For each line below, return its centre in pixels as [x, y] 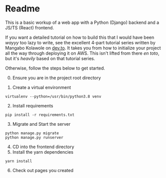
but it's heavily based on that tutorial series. [50, 58]
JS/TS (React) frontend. [30, 27]
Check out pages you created [43, 170]
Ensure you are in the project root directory [57, 78]
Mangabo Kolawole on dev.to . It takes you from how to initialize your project [83, 48]
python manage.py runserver [34, 137]
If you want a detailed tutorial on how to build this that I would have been [80, 37]
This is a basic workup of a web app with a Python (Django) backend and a [82, 22]
